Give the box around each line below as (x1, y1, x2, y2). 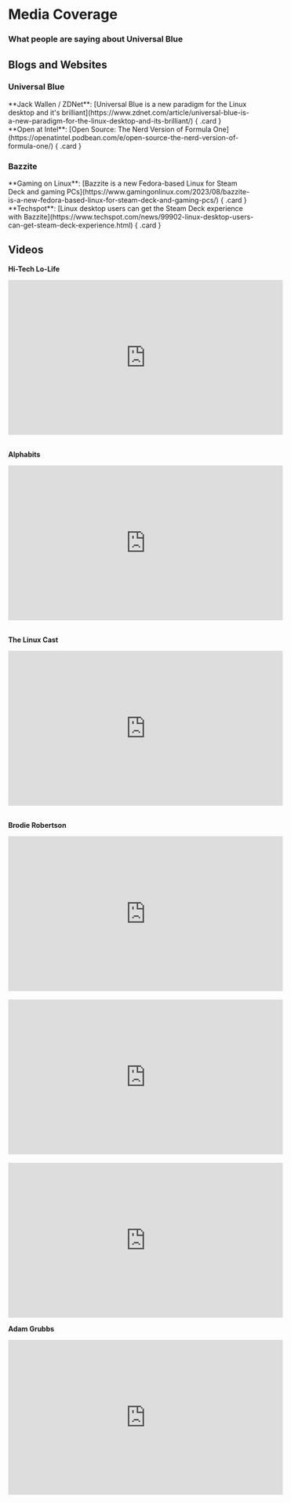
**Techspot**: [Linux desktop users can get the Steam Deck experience (8, 204, 243, 213)
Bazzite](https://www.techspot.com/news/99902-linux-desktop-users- (23, 212, 254, 222)
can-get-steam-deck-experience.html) (8, 220, 133, 230)
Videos (8, 243, 44, 257)
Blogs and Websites (8, 57, 107, 72)
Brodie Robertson (8, 820, 67, 829)
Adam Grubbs (8, 1324, 55, 1333)
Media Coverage (8, 6, 118, 24)
